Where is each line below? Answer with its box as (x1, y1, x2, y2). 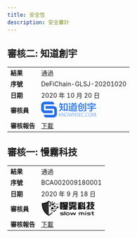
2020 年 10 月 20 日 (41, 91, 100, 99)
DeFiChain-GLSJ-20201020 (41, 80, 127, 88)
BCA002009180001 (41, 178, 102, 187)
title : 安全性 (7, 11, 46, 18)
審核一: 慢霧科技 (7, 146, 77, 158)
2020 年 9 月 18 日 (41, 189, 96, 198)
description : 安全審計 (7, 18, 70, 26)
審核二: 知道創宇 (7, 47, 77, 59)
